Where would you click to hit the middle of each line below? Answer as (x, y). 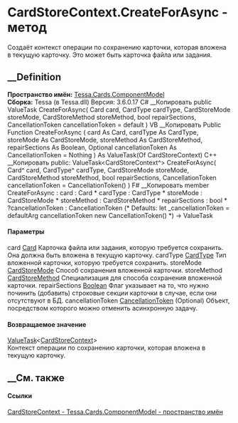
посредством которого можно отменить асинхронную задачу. (103, 308)
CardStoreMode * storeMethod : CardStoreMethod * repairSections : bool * (117, 200)
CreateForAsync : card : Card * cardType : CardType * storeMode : (105, 192)
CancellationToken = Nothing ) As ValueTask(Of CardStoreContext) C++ (112, 155)
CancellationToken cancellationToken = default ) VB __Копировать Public (114, 125)
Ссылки (20, 396)
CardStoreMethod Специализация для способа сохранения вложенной (115, 278)
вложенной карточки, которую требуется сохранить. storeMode (105, 262)
